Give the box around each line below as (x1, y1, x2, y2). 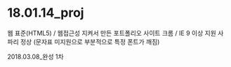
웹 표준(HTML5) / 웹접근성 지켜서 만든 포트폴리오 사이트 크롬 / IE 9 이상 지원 (7, 29, 216, 37)
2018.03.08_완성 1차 (7, 52, 65, 61)
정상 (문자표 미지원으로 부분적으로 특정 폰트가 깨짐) (20, 37, 160, 46)
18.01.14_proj (7, 5, 84, 21)
